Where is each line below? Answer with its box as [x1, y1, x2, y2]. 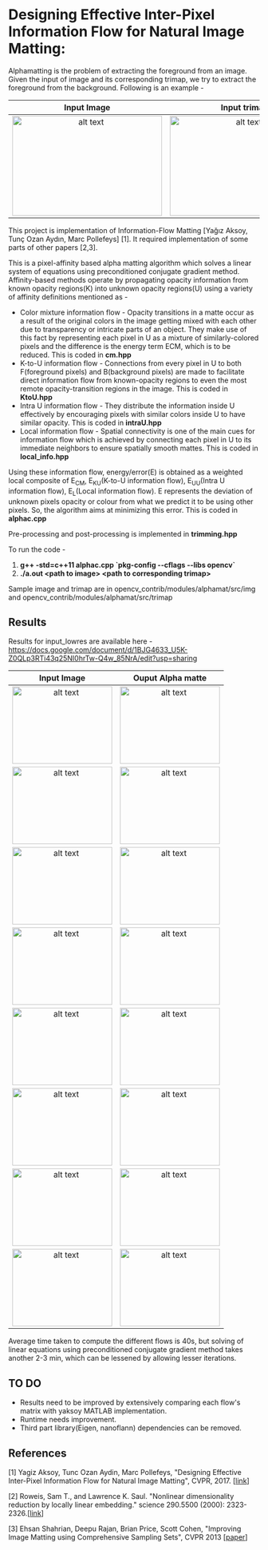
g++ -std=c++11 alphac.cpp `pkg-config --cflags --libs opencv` [19, 560, 235, 569]
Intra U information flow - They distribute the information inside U [19, 401, 235, 410]
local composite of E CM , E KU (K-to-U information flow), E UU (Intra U [8, 475, 226, 487]
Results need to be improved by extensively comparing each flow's [19, 1397, 241, 1407]
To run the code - [8, 545, 66, 554]
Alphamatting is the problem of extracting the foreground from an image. [8, 65, 247, 75]
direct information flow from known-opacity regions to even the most [19, 375, 247, 385]
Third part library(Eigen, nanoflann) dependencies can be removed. [19, 1423, 242, 1433]
